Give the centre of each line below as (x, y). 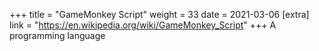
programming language (57, 35)
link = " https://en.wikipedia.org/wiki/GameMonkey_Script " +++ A (143, 25)
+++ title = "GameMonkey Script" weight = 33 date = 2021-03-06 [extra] (159, 14)
